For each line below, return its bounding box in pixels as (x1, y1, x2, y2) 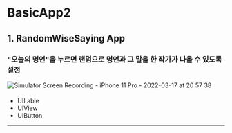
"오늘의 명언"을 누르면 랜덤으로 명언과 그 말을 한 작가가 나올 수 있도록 (7, 54, 222, 64)
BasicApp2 (7, 5, 71, 21)
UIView (17, 104, 38, 112)
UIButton (17, 112, 43, 120)
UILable (17, 97, 39, 105)
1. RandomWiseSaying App (7, 33, 126, 44)
